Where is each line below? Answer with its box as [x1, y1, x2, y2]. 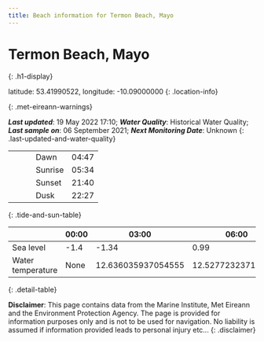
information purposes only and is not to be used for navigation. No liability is [8, 316, 255, 326]
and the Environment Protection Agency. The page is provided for [8, 308, 221, 318]
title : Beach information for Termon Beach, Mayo [8, 11, 174, 20]
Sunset [35, 177, 62, 188]
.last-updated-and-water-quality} [8, 134, 116, 143]
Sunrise [35, 164, 64, 175]
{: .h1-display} [8, 72, 53, 81]
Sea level [12, 241, 46, 252]
